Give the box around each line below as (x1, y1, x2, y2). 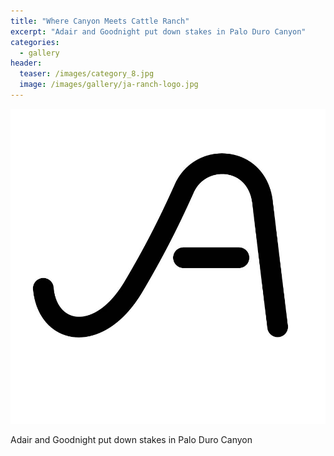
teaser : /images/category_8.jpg (19, 69, 155, 79)
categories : (10, 37, 60, 47)
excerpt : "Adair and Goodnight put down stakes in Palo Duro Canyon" (10, 26, 307, 37)
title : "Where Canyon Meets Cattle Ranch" (10, 16, 190, 26)
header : (10, 58, 43, 69)
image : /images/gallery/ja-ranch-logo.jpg (19, 80, 199, 90)
